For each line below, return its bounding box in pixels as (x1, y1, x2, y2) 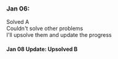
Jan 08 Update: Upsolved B (6, 45, 78, 53)
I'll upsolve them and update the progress (6, 31, 112, 39)
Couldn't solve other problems (6, 25, 84, 32)
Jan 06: (6, 4, 30, 13)
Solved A (6, 18, 29, 26)
